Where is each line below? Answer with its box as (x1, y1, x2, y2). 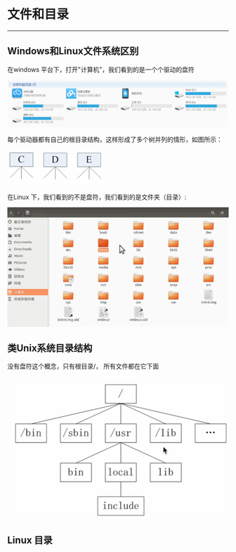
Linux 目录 (7, 534, 53, 546)
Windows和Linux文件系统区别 (7, 45, 139, 57)
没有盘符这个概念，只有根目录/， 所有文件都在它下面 (7, 362, 159, 371)
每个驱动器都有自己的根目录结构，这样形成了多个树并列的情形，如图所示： (7, 135, 223, 143)
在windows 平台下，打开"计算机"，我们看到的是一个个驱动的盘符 (7, 65, 195, 74)
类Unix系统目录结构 (7, 342, 93, 354)
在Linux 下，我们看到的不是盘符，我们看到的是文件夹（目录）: (7, 193, 187, 201)
